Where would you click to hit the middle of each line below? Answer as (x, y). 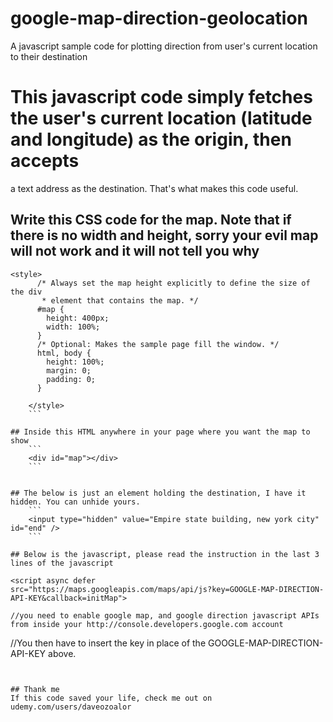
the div (26, 292)
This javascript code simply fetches (161, 97)
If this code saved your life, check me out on (111, 698)
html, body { (64, 353)
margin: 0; (69, 370)
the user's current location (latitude (161, 118)
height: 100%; (75, 362)
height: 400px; (78, 318)
